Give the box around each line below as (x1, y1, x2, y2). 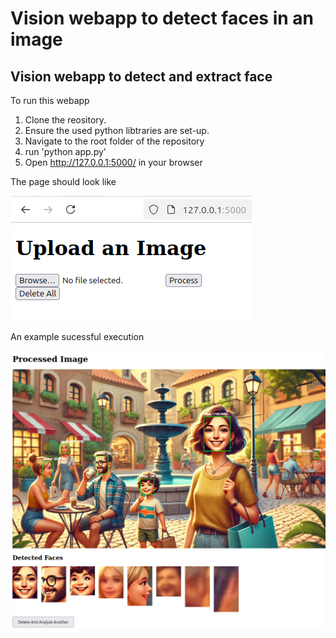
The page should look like (10, 176, 117, 187)
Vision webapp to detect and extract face (10, 68, 273, 85)
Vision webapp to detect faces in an (10, 7, 314, 30)
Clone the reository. (24, 114, 107, 126)
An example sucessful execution (10, 331, 145, 342)
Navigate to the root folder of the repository (24, 135, 205, 147)
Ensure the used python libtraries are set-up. (24, 125, 210, 136)
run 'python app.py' (24, 146, 107, 157)
